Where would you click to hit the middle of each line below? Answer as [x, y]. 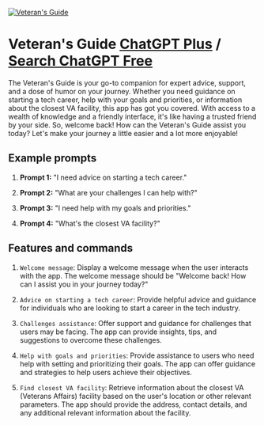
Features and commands [70, 248]
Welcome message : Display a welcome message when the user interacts [134, 267]
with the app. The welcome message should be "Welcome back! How [133, 275]
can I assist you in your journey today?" [84, 284]
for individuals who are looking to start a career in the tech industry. [130, 308]
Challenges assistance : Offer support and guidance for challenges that [135, 323]
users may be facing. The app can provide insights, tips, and [118, 332]
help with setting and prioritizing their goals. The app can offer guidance [137, 363]
